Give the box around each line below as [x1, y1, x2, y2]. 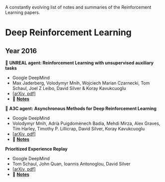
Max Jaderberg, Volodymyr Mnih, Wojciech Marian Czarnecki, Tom [12, 80, 150, 86]
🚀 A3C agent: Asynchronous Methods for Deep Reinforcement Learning [5, 105, 157, 111]
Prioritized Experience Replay [5, 146, 68, 152]
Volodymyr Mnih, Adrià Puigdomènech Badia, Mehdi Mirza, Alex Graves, [12, 120, 161, 126]
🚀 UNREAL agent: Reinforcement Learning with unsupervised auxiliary [5, 60, 154, 66]
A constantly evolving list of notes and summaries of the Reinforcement [5, 4, 152, 10]
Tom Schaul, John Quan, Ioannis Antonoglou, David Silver [12, 161, 131, 167]
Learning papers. [5, 9, 41, 15]
